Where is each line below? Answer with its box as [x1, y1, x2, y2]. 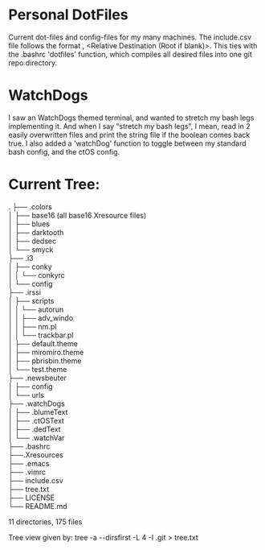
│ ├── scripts [8, 296, 55, 305]
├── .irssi [8, 287, 42, 297]
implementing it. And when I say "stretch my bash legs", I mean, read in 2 [8, 121, 251, 130]
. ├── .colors [8, 201, 52, 211]
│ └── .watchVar [8, 432, 65, 442]
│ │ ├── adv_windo [8, 312, 74, 323]
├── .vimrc [8, 467, 47, 477]
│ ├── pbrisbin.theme [8, 356, 82, 366]
